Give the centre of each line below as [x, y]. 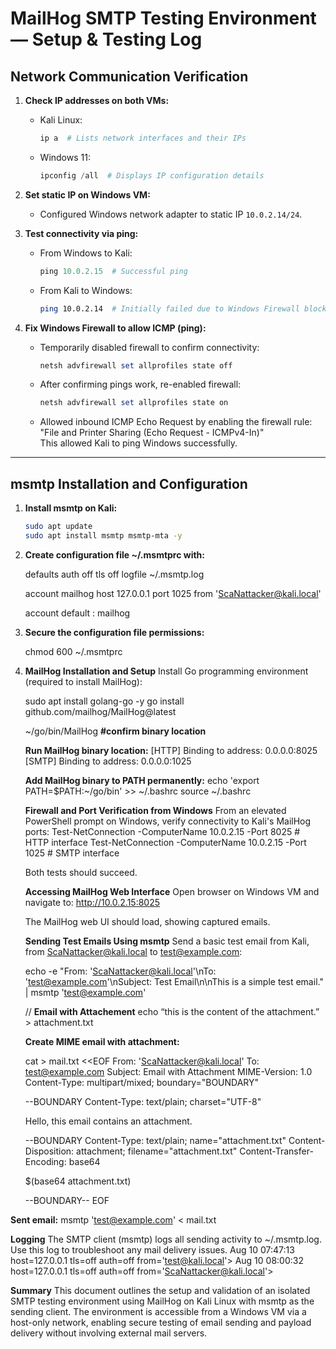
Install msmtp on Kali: [71, 508]
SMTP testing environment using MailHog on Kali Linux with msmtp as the [162, 1301]
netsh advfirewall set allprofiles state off [136, 365]
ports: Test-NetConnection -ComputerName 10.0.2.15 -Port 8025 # [162, 831]
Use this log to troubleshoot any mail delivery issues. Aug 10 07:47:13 [152, 1249]
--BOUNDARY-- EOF [67, 1200]
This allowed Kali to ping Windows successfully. [138, 443]
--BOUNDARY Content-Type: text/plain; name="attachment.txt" [155, 1140]
